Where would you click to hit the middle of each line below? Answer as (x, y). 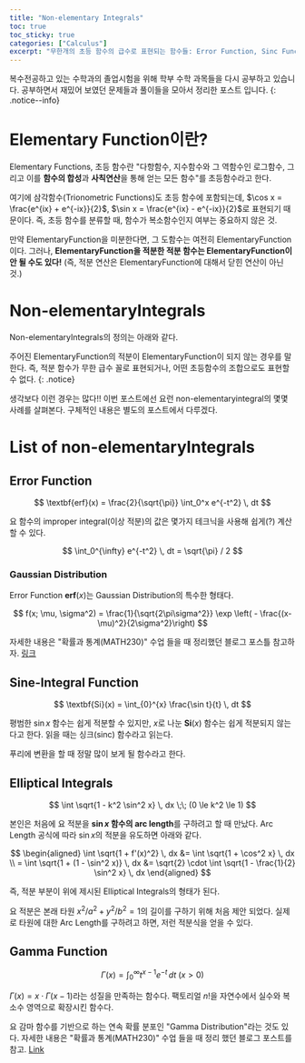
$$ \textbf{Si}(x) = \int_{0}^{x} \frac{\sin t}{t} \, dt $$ (152, 705)
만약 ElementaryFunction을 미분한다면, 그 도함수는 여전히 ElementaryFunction (151, 240)
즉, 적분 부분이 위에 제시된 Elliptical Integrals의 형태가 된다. (115, 891)
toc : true (28, 26)
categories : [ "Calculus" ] (58, 43)
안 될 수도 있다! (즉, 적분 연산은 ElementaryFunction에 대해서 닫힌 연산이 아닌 (147, 262)
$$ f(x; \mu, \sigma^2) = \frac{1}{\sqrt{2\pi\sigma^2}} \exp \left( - (136, 614)
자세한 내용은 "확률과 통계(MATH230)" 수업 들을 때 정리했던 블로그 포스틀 (140, 642)
